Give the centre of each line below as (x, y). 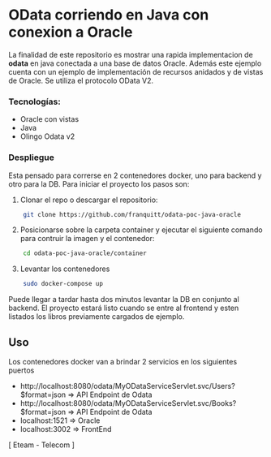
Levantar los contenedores (65, 269)
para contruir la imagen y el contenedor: (87, 239)
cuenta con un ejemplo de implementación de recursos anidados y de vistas (136, 71)
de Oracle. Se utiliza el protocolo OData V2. (81, 80)
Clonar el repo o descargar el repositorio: (89, 200)
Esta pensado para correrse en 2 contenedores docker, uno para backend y (135, 175)
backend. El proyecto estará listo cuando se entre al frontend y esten (124, 308)
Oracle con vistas (49, 119)
